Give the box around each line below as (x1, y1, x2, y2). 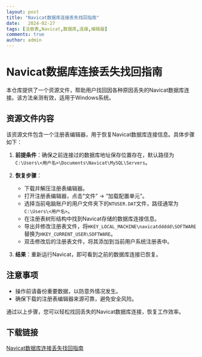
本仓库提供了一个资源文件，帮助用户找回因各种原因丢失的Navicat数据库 (6, 86, 184, 93)
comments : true (6, 32, 45, 38)
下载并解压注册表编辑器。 (24, 185, 88, 192)
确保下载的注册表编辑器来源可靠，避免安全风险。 (15, 295, 137, 302)
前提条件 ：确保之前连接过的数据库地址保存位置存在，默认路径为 (15, 151, 174, 158)
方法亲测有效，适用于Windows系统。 (22, 93, 115, 101)
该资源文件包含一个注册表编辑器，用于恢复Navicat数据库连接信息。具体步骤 (6, 131, 195, 138)
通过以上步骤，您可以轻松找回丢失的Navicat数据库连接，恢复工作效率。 (6, 308, 184, 315)
